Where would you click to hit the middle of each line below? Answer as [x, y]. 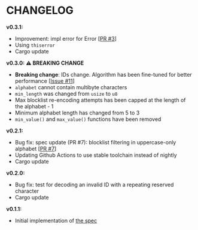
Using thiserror [35, 45]
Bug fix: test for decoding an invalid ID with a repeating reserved [94, 184]
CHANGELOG [40, 10]
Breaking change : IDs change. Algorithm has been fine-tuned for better [103, 74]
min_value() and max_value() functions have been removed [88, 119]
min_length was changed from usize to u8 [66, 93]
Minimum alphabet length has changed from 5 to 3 [77, 113]
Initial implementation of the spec [56, 220]
